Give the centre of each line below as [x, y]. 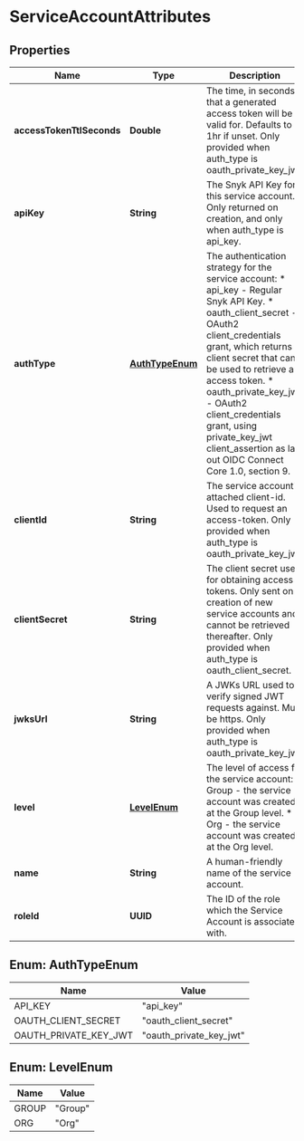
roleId [27, 916]
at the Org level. [240, 847]
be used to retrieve [247, 369]
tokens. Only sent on [250, 591]
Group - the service [249, 790]
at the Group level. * [249, 813]
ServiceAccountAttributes [110, 17]
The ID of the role [243, 899]
